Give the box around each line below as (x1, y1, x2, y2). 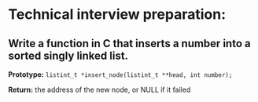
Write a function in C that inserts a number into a (8, 37, 251, 50)
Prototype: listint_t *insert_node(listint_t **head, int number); (8, 70, 233, 79)
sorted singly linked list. (8, 49, 128, 62)
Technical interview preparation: (8, 5, 227, 24)
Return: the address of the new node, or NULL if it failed (8, 85, 191, 94)
